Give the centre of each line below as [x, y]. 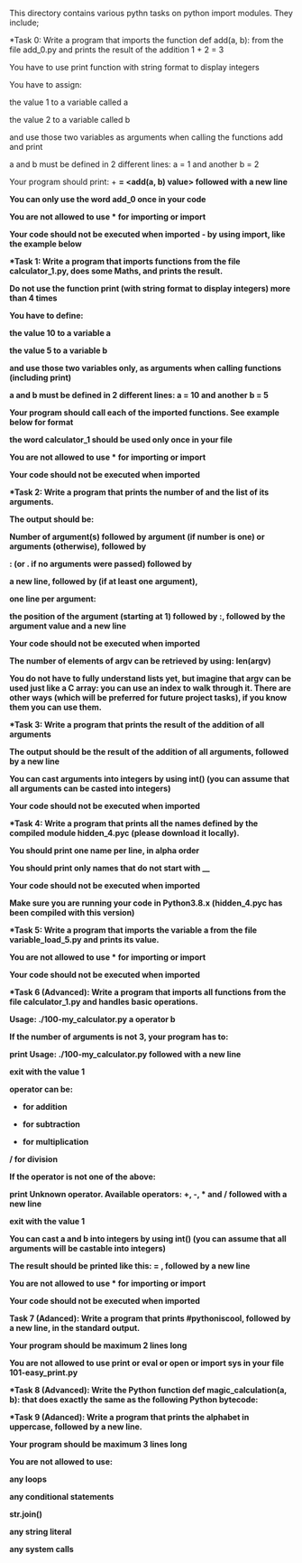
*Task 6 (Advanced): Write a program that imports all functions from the [148, 992]
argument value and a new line [68, 626]
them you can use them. [55, 707]
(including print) [41, 377]
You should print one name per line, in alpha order [105, 851]
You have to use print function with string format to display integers [134, 67]
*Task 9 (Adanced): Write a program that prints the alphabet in [129, 1417]
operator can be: [41, 1089]
